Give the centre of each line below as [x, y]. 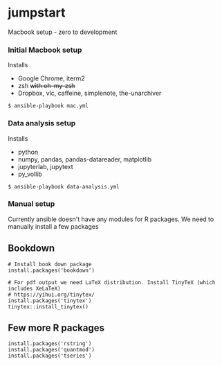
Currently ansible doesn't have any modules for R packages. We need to [111, 219]
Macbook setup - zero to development [63, 32]
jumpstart [37, 13]
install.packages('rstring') [50, 344]
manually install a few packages [53, 226]
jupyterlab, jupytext [45, 166]
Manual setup [31, 204]
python [28, 152]
